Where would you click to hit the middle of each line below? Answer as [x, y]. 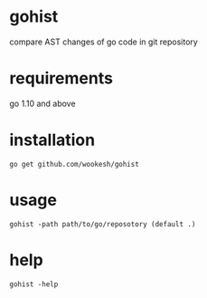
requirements [61, 78]
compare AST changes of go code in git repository [104, 42]
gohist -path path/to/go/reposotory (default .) [103, 224]
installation [52, 140]
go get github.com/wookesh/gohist [75, 164]
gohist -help [34, 284]
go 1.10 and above [42, 103]
